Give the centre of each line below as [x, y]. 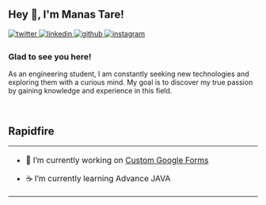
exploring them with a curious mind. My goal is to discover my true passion [131, 82]
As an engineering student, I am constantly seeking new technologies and [129, 74]
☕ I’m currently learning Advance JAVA [98, 178]
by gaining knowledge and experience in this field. [90, 91]
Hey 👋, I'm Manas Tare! [66, 15]
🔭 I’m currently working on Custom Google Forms [117, 160]
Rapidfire [31, 131]
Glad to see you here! [50, 56]
